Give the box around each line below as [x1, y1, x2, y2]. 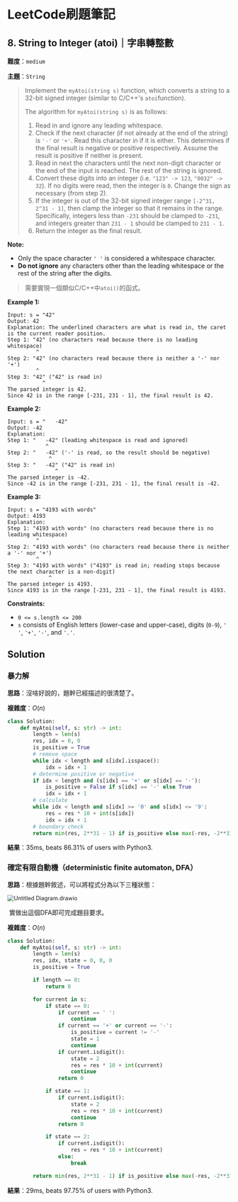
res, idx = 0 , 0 [33, 737, 81, 744]
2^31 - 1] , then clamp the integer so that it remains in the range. [35, 204, 225, 212]
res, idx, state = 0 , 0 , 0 [33, 957, 113, 964]
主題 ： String [7, 72, 45, 80]
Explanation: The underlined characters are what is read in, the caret [7, 324, 227, 331]
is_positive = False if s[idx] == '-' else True [45, 783, 192, 790]
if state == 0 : [45, 1002, 91, 1009]
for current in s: [33, 996, 87, 1003]
